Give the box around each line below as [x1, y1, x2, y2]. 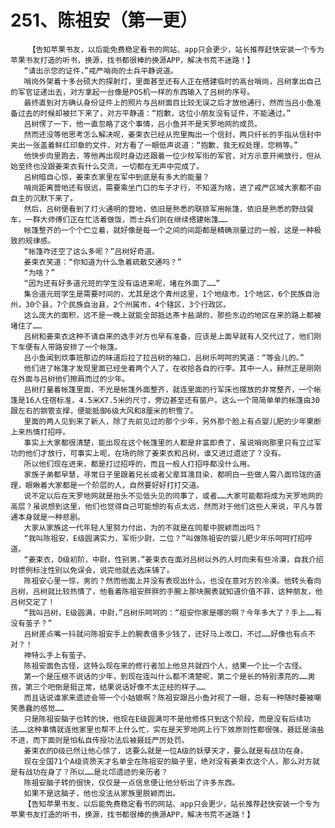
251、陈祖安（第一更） [10, 9, 198, 32]
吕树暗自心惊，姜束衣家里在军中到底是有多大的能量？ [23, 172, 210, 182]
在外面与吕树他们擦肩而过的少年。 [10, 374, 130, 384]
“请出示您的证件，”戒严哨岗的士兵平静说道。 [23, 66, 178, 76]
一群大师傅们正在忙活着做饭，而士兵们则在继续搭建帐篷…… [24, 214, 228, 225]
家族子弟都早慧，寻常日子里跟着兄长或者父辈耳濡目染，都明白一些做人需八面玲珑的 [23, 469, 315, 480]
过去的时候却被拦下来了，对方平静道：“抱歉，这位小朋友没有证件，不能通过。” [17, 108, 292, 118]
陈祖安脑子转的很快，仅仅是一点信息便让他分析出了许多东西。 [23, 777, 240, 788]
